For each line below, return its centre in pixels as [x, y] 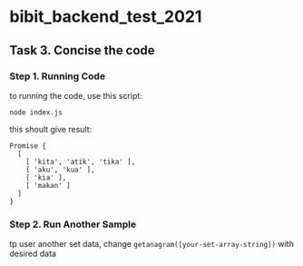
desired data [33, 254]
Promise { [28, 146]
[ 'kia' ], [46, 177]
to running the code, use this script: [76, 95]
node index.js [36, 112]
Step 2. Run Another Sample [73, 224]
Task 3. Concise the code [83, 50]
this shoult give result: [51, 129]
